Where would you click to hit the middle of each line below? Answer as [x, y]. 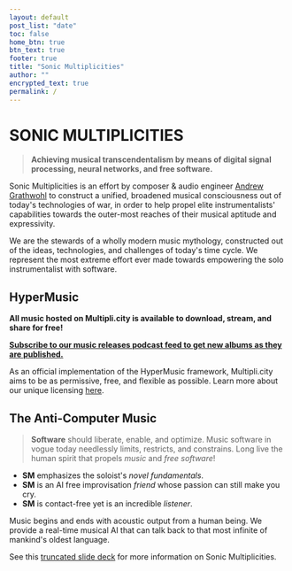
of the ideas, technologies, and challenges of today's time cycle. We [134, 251]
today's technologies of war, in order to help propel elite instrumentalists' [142, 205]
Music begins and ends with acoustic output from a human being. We [136, 521]
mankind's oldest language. [60, 540]
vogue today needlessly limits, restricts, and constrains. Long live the [157, 449]
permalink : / [33, 91]
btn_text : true [37, 50]
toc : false [29, 34]
